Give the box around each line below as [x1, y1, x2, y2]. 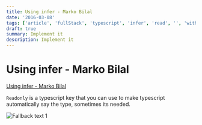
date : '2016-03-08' [6, 14, 55, 20]
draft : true [6, 25, 36, 32]
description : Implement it [6, 37, 74, 43]
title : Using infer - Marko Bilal [6, 8, 93, 15]
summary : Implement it [6, 31, 63, 37]
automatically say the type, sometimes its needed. [6, 100, 130, 108]
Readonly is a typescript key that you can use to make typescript [6, 94, 165, 101]
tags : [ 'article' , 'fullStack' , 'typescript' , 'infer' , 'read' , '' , [6, 20, 182, 26]
